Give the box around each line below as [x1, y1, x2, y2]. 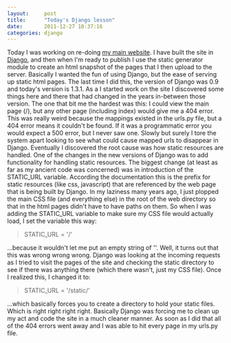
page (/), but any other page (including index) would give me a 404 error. [7, 107, 214, 115]
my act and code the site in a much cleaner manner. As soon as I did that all [7, 315, 221, 323]
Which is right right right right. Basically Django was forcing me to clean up [7, 307, 219, 315]
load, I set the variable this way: [7, 217, 98, 225]
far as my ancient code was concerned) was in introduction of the [7, 166, 194, 174]
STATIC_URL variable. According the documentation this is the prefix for [7, 173, 211, 182]
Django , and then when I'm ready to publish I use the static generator [7, 56, 203, 64]
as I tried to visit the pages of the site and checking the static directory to [7, 258, 214, 266]
